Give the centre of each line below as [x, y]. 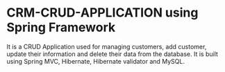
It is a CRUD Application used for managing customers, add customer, [107, 46]
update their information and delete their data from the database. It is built [112, 54]
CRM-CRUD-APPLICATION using [102, 13]
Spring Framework [61, 27]
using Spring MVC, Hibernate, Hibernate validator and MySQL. [96, 61]
